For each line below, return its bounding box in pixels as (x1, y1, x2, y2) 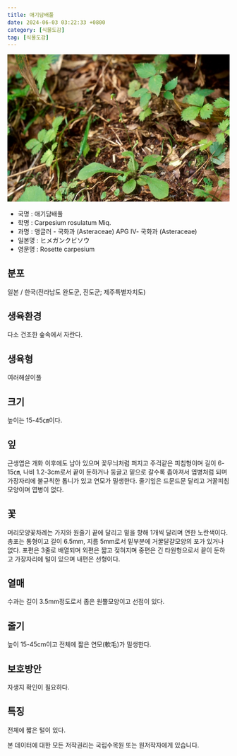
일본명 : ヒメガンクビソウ (17, 235, 90, 244)
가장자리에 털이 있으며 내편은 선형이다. (14, 554, 121, 563)
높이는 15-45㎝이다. (7, 416, 63, 424)
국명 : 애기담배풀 (17, 209, 63, 218)
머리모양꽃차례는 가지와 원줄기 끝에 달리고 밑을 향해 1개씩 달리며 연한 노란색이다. (7, 528, 228, 537)
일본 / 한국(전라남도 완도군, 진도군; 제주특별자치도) (7, 287, 146, 296)
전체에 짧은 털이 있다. (7, 726, 66, 734)
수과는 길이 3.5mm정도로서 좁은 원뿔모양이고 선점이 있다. (7, 598, 165, 606)
